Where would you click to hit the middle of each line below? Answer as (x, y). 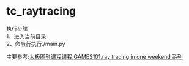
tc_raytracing (41, 11)
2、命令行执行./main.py (36, 44)
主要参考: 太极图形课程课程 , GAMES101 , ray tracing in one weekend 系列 (95, 56)
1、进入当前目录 (26, 36)
